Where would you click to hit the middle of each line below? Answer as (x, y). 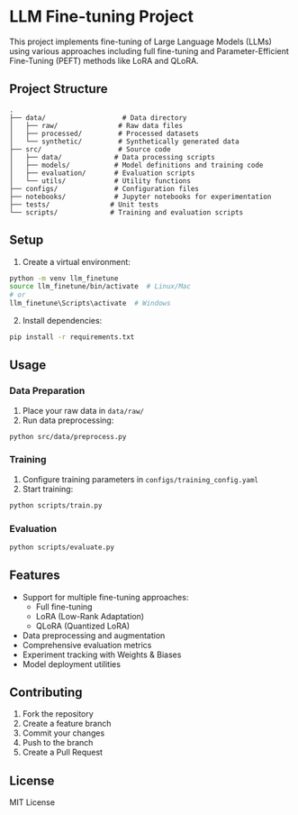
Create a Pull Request (63, 752)
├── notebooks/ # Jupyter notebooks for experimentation (140, 197)
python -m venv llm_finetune (64, 278)
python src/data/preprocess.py (68, 436)
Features (35, 576)
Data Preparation (47, 391)
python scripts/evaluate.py (62, 547)
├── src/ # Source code (90, 149)
